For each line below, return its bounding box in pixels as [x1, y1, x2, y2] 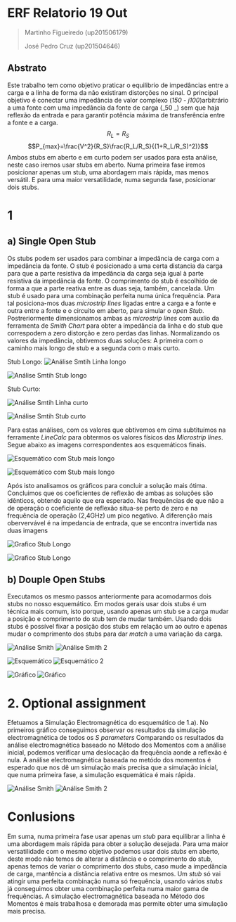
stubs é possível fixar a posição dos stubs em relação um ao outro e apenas [7, 622, 228, 631]
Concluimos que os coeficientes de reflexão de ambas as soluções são [7, 489, 214, 497]
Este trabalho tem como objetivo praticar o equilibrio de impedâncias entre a [7, 81, 229, 89]
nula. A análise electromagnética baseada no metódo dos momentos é [7, 756, 211, 764]
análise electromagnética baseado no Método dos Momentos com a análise [7, 741, 227, 750]
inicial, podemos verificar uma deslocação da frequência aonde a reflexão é [7, 748, 228, 757]
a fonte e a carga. [7, 118, 58, 127]
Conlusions [7, 809, 75, 825]
